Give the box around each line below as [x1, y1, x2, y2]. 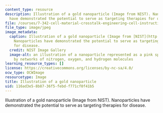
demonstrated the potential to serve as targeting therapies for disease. [5, 102, 147, 108]
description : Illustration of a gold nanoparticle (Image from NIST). [5, 12, 151, 16]
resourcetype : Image [5, 75, 47, 80]
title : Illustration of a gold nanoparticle [5, 79, 97, 84]
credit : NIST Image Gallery [9, 48, 66, 52]
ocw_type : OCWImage [5, 70, 45, 75]
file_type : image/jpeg [5, 25, 51, 30]
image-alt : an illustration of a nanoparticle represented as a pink [9, 52, 153, 57]
